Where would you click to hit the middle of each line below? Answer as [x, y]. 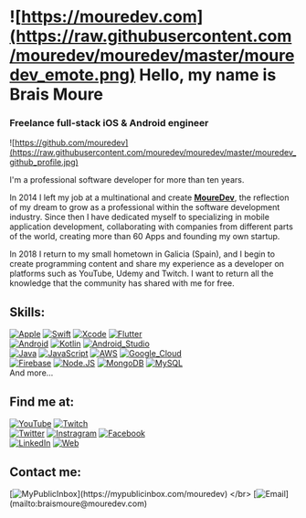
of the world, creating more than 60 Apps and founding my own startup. [145, 237]
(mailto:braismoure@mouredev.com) [79, 503]
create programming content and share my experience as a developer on [147, 264]
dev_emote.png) [73, 75]
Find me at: [42, 402]
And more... [32, 373]
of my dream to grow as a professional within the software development [145, 207]
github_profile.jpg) [44, 163]
